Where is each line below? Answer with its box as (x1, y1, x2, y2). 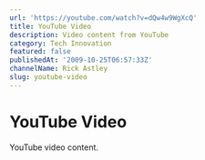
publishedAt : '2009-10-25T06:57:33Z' (9, 55, 153, 65)
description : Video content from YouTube (9, 30, 169, 39)
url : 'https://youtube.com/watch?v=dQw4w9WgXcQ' (9, 13, 198, 23)
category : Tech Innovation (9, 38, 112, 48)
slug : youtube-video (9, 73, 88, 82)
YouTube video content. (9, 142, 98, 153)
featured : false (9, 47, 71, 56)
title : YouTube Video (9, 22, 92, 31)
